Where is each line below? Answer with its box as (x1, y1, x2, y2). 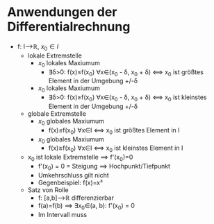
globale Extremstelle (27, 109, 87, 118)
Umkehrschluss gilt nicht (38, 171, 109, 179)
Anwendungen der (7, 4, 117, 20)
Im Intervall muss (38, 210, 88, 218)
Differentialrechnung (7, 19, 131, 35)
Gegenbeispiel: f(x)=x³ (38, 178, 103, 187)
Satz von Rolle (27, 185, 69, 194)
